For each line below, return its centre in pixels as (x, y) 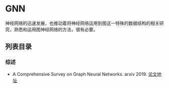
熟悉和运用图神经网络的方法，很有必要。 (56, 29)
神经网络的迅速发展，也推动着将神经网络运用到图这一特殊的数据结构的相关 (82, 23)
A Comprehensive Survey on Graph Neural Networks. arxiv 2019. (80, 74)
